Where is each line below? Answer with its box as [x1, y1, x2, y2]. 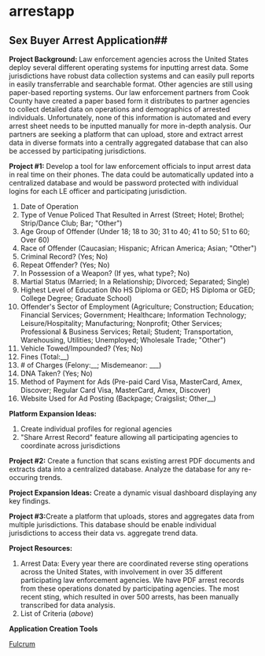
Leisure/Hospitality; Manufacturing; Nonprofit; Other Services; [20, 319, 223, 328]
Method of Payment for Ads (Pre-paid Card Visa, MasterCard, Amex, [20, 377, 243, 387]
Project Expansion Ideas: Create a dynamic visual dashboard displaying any [9, 488, 257, 497]
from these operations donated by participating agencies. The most [20, 584, 240, 593]
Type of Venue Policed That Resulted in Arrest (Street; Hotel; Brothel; [20, 211, 245, 219]
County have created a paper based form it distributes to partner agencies [9, 97, 250, 105]
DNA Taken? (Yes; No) [20, 368, 93, 378]
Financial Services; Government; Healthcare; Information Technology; [20, 310, 247, 320]
